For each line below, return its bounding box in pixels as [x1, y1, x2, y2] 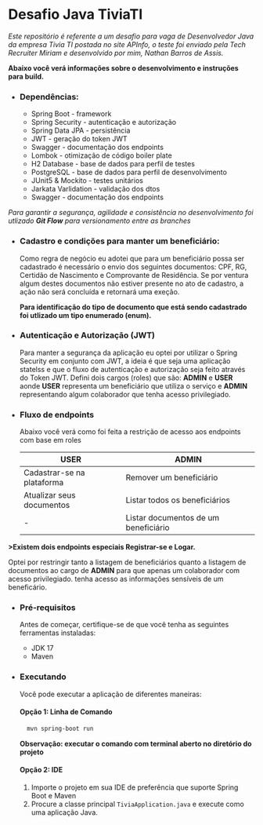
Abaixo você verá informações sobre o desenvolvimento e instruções [8, 63, 239, 72]
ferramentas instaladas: [19, 628, 96, 637]
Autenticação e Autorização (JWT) [19, 330, 155, 341]
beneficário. [8, 582, 47, 592]
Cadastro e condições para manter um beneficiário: [19, 235, 220, 246]
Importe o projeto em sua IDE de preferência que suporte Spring [31, 783, 239, 792]
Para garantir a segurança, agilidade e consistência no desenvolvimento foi [8, 208, 254, 217]
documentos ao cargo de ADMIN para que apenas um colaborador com [8, 566, 240, 575]
